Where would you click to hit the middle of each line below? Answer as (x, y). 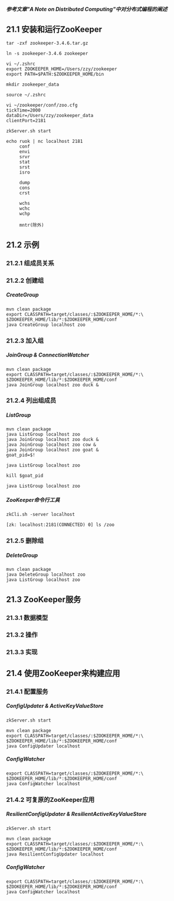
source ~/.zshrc (26, 95)
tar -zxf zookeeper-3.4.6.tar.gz (47, 43)
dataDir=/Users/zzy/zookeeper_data (50, 116)
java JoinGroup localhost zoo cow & (51, 445)
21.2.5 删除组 (25, 541)
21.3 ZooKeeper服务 (44, 599)
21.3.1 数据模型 (27, 618)
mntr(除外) (32, 225)
